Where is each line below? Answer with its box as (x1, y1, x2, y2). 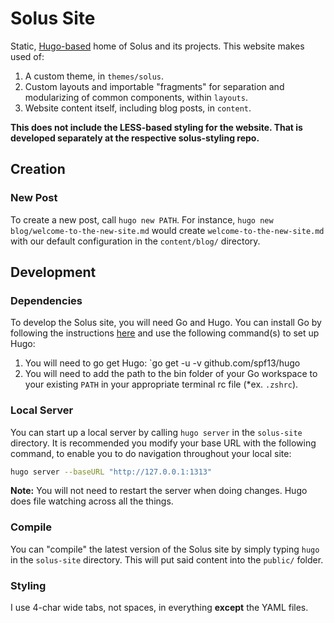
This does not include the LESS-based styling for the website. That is (10, 121, 303, 133)
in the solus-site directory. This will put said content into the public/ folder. (10, 553, 324, 566)
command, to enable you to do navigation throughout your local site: (10, 447, 292, 459)
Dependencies (10, 293, 83, 307)
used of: (10, 50, 45, 62)
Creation (10, 161, 66, 178)
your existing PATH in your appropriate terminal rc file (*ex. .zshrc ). (24, 378, 299, 391)
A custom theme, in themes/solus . (24, 70, 165, 82)
